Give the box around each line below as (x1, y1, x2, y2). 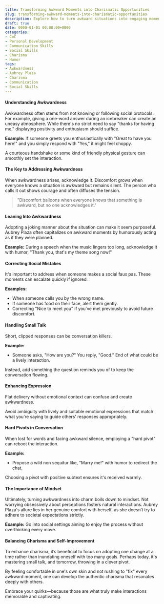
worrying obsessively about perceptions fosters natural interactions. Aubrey (5, 501, 158, 508)
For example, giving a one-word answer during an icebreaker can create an (5, 115, 157, 121)
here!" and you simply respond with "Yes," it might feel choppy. (5, 140, 132, 146)
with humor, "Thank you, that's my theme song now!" (5, 250, 112, 255)
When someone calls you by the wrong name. (12, 295, 104, 301)
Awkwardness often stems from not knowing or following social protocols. (5, 110, 154, 116)
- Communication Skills (5, 43, 54, 48)
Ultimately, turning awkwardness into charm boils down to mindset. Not (5, 497, 149, 502)
